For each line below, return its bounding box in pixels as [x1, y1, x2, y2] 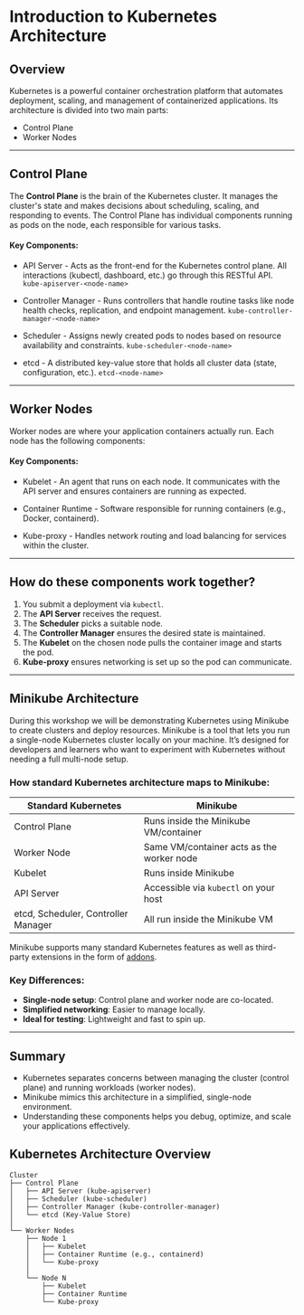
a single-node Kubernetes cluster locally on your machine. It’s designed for [9, 734, 290, 745]
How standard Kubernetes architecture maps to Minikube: [9, 776, 271, 789]
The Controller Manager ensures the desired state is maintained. [22, 627, 266, 639]
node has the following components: [9, 435, 146, 446]
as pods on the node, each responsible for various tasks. [9, 219, 222, 230]
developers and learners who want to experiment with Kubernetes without [9, 743, 286, 754]
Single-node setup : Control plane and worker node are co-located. [22, 995, 274, 1006]
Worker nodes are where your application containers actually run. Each [9, 425, 274, 436]
